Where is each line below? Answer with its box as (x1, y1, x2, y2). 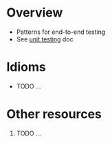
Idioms (6, 59, 46, 75)
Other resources (6, 106, 102, 122)
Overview (6, 5, 63, 21)
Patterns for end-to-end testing (16, 28, 106, 36)
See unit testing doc (16, 35, 74, 43)
